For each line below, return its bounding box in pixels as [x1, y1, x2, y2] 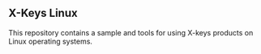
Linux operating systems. [8, 36, 93, 46]
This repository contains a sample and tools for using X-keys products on [8, 27, 254, 37]
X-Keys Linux [8, 6, 79, 20]
